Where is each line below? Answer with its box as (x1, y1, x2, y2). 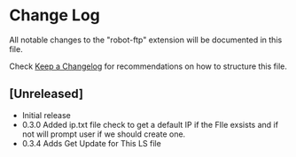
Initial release (21, 109, 71, 120)
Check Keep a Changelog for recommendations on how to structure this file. (9, 61, 288, 71)
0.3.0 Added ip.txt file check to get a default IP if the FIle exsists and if (21, 119, 279, 130)
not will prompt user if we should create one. (21, 129, 186, 139)
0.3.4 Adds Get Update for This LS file (21, 138, 161, 148)
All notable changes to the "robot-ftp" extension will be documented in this (9, 34, 283, 45)
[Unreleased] (9, 86, 84, 101)
